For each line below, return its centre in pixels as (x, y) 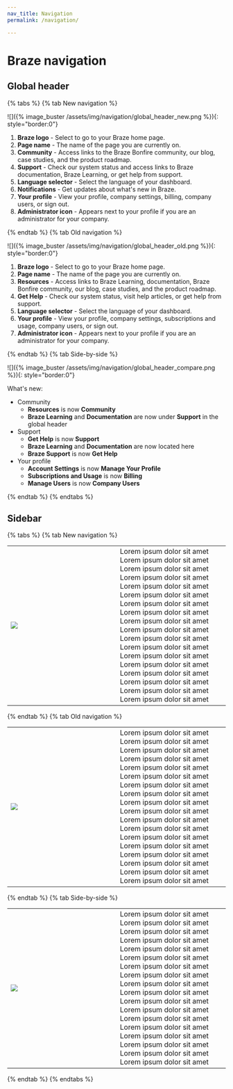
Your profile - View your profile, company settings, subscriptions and (116, 318)
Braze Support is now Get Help (72, 454)
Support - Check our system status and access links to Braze (105, 167)
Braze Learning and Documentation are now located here (111, 446)
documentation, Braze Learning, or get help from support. (100, 174)
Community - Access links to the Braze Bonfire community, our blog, (116, 152)
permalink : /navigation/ (43, 20)
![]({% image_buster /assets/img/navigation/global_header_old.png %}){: (112, 246)
